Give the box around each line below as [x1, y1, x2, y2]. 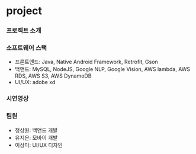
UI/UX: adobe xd [14, 79, 56, 86]
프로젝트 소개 [6, 27, 41, 35]
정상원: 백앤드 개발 [14, 126, 58, 134]
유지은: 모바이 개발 [14, 134, 58, 141]
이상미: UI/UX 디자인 [14, 141, 63, 149]
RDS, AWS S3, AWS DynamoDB [14, 72, 92, 79]
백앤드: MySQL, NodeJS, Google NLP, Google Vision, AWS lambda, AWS [14, 66, 191, 73]
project [6, 4, 43, 18]
